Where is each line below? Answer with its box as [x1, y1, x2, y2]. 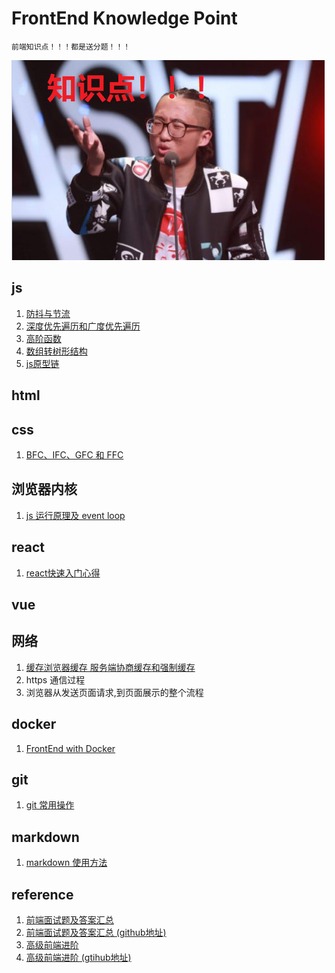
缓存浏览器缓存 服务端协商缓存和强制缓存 [25, 661, 196, 673]
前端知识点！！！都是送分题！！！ [11, 42, 131, 52]
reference [11, 886, 74, 903]
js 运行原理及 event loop [25, 509, 126, 521]
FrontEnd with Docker [25, 742, 116, 754]
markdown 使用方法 [25, 857, 108, 869]
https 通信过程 [25, 673, 86, 686]
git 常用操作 [25, 799, 75, 811]
